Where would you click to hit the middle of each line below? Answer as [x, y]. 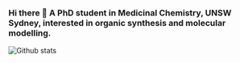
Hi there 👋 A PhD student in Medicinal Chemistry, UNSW [120, 13]
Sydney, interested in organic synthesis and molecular [117, 23]
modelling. [30, 33]
